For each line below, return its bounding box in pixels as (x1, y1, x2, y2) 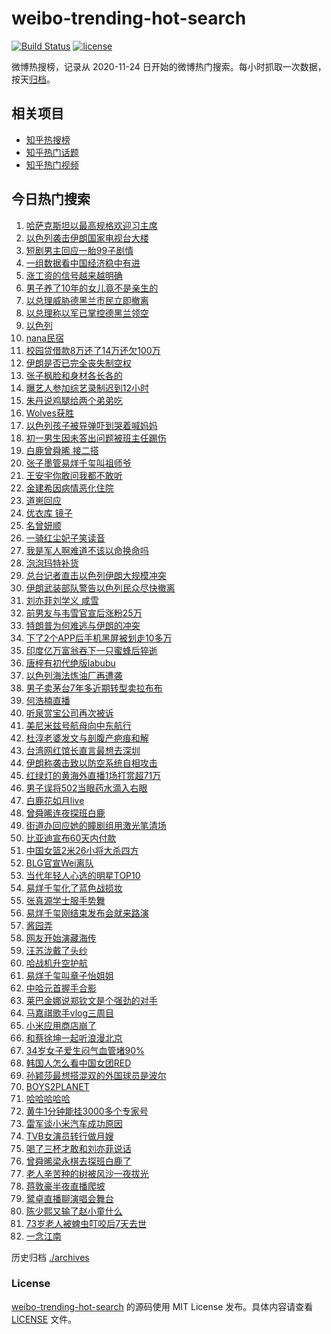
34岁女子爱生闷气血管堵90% (25, 1044, 145, 1056)
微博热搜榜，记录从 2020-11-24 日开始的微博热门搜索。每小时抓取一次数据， (11, 60, 327, 72)
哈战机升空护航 (25, 957, 88, 969)
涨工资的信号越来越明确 (25, 269, 123, 281)
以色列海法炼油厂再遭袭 (25, 669, 123, 681)
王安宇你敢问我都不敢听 (25, 469, 123, 481)
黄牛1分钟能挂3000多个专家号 (25, 1105, 149, 1117)
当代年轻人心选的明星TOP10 (25, 869, 141, 881)
